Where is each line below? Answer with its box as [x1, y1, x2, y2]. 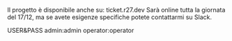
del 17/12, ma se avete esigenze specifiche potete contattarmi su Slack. [7, 13, 212, 21]
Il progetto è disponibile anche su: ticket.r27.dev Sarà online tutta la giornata [7, 6, 226, 14]
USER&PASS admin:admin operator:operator [7, 27, 134, 34]
